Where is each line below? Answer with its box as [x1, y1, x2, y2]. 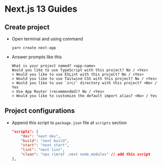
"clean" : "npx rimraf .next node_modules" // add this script [21, 152, 151, 157]
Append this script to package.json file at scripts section [11, 119, 127, 125]
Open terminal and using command [11, 36, 83, 42]
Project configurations [4, 107, 75, 115]
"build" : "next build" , [21, 138, 69, 143]
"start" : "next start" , [21, 143, 69, 148]
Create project [4, 23, 50, 31]
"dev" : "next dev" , [21, 134, 61, 139]
